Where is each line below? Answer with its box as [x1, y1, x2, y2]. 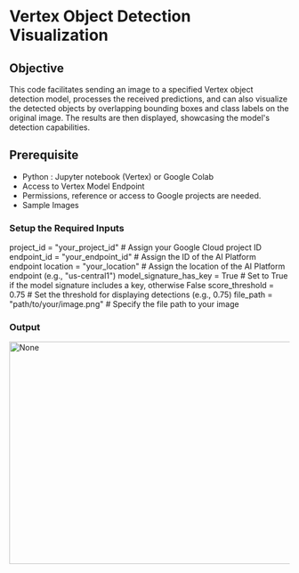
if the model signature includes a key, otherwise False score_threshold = [9, 280, 274, 291]
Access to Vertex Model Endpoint [21, 181, 145, 191]
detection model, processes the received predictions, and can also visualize [9, 93, 287, 104]
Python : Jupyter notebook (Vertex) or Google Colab [21, 171, 214, 182]
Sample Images [21, 199, 79, 210]
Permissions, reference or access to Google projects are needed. [21, 190, 262, 201]
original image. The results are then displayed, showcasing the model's [9, 113, 270, 123]
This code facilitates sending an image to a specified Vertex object [9, 85, 254, 94]
